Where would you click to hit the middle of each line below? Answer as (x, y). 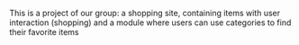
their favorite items (44, 32)
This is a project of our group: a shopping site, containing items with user (145, 13)
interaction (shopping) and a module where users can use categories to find (150, 22)
